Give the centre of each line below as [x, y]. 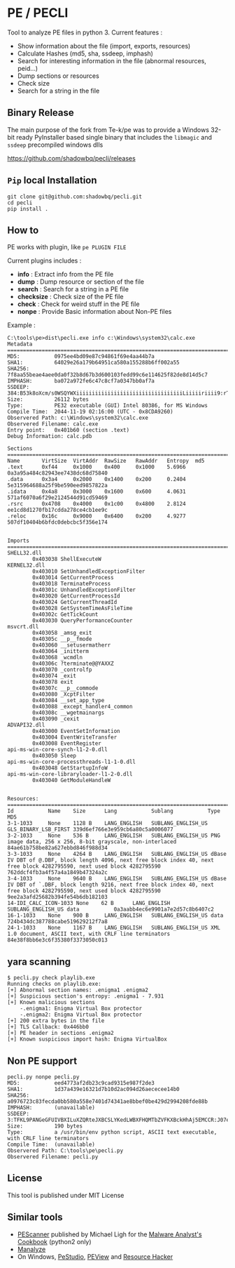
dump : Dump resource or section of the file [81, 282]
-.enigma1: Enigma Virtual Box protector [81, 1009]
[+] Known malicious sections [51, 1003]
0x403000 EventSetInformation [76, 732]
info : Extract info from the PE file [65, 275]
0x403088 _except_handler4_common [83, 707]
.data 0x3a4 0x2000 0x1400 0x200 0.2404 [97, 480]
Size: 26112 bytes [48, 399]
